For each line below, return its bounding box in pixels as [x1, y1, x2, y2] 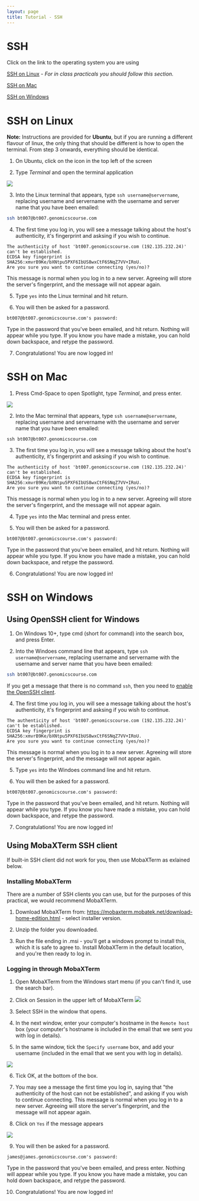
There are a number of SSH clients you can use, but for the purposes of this [6, 891, 191, 898]
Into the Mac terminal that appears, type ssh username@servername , [15, 413, 177, 420]
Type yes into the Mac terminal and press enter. [15, 513, 131, 520]
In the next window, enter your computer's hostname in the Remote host [15, 1019, 190, 1027]
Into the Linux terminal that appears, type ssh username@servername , [15, 191, 180, 198]
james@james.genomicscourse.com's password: [6, 1154, 118, 1160]
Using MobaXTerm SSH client [6, 840, 118, 850]
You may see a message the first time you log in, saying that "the [15, 1084, 174, 1091]
